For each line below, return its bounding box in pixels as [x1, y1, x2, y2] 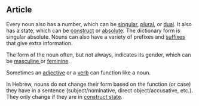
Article [6, 5, 32, 15]
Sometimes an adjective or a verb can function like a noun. [6, 68, 151, 76]
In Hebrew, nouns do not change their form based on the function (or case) [6, 80, 191, 88]
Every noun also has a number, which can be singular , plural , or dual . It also [6, 20, 192, 27]
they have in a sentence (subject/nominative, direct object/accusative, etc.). [6, 86, 193, 94]
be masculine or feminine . [6, 57, 70, 64]
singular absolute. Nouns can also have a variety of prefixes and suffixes [6, 33, 185, 40]
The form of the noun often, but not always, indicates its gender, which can [6, 51, 191, 58]
